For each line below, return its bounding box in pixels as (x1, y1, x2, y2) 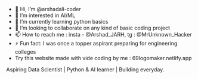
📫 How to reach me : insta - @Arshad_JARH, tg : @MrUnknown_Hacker (14, 31, 192, 38)
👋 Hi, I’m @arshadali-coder (14, 6, 82, 12)
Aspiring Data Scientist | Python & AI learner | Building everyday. (6, 66, 165, 73)
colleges (14, 48, 36, 55)
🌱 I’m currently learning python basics (14, 18, 109, 25)
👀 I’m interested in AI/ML (14, 12, 76, 19)
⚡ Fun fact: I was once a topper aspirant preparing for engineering (14, 40, 178, 47)
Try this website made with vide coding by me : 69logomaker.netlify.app (14, 55, 192, 61)
